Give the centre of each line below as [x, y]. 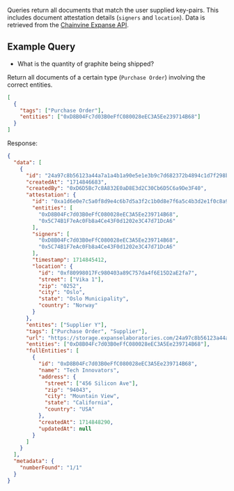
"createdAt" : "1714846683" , [67, 182]
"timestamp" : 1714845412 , [70, 260]
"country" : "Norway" [68, 306]
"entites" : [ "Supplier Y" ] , [67, 325]
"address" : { [57, 376]
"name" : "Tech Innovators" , [79, 370]
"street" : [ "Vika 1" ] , [71, 279]
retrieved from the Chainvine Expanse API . [68, 25]
